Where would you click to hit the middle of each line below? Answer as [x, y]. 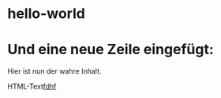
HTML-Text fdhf [32, 86]
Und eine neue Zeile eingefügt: [110, 50]
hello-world [47, 14]
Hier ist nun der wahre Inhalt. [54, 71]
